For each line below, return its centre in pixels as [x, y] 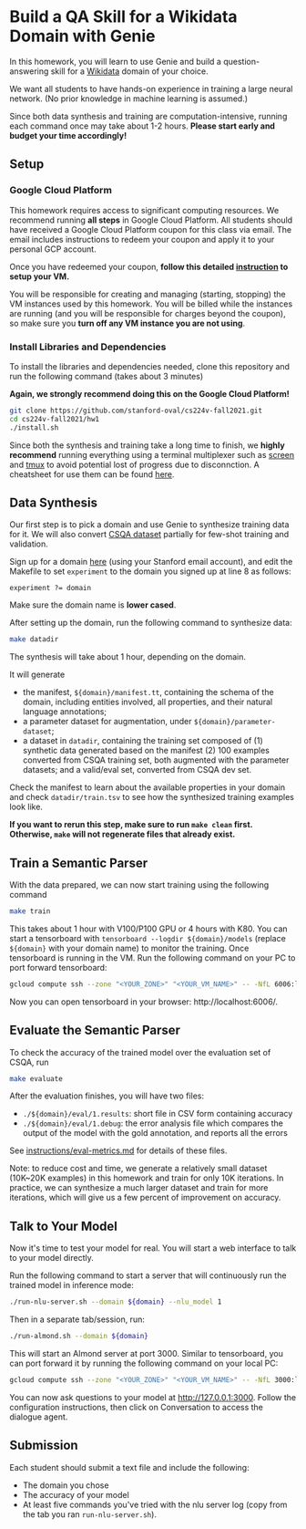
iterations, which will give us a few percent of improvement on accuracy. [145, 1198]
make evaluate [36, 1078]
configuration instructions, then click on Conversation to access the [137, 1407]
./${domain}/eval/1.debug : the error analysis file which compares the [153, 1123]
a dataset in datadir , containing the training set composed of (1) [143, 741]
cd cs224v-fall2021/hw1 [55, 419]
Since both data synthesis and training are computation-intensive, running [148, 116]
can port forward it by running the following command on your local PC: [144, 1363]
